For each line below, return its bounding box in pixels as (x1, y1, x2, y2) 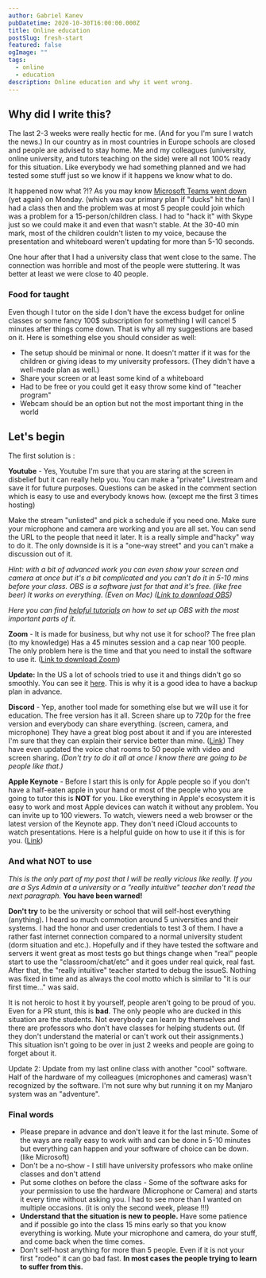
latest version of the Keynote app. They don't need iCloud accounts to (8, 819, 238, 829)
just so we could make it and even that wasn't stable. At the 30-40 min (8, 220, 240, 230)
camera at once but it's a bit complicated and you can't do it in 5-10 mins (8, 573, 249, 583)
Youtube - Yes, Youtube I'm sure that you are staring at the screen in (8, 467, 233, 476)
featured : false (8, 41, 62, 49)
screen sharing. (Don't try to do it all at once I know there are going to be (8, 753, 248, 763)
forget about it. (8, 1048, 57, 1058)
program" (19, 390, 52, 400)
